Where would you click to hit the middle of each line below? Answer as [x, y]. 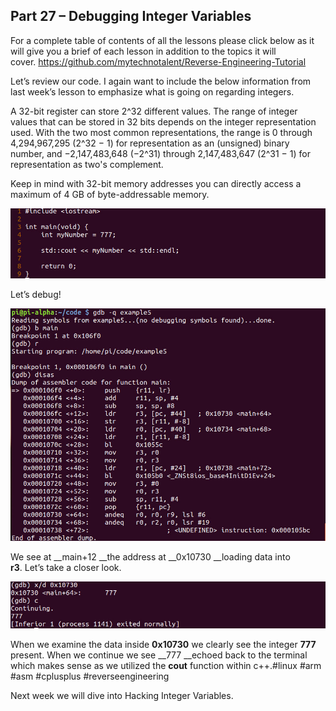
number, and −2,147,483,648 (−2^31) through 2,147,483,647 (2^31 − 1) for [160, 153]
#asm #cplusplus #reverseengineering [90, 676]
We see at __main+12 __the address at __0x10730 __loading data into [150, 556]
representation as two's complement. [87, 164]
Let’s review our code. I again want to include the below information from [161, 81]
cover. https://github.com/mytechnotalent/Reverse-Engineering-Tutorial [158, 61]
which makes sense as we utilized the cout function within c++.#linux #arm [166, 666]
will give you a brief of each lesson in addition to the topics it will [143, 51]
